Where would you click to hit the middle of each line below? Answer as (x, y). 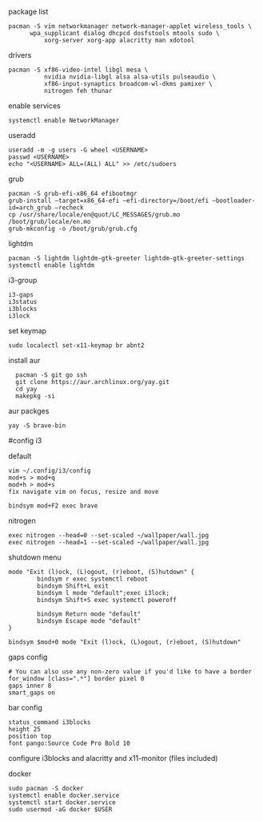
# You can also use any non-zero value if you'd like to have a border (130, 672)
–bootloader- (234, 200)
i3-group (23, 280)
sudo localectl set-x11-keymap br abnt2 (77, 346)
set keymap (27, 331)
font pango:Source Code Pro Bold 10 (69, 743)
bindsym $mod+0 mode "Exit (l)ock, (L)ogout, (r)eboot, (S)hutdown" (125, 642)
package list (28, 12)
